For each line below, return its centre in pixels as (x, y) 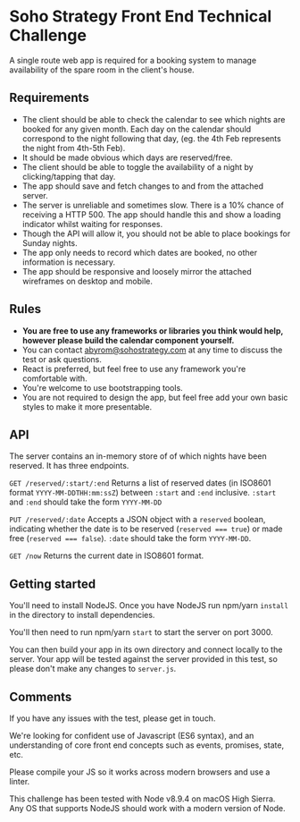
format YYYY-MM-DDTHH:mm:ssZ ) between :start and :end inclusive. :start (143, 493)
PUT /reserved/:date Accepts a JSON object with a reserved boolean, (137, 520)
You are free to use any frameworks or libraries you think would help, (153, 330)
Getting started (53, 584)
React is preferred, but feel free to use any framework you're (134, 369)
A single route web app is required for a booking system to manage (133, 60)
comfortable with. (54, 378)
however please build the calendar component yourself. (128, 340)
